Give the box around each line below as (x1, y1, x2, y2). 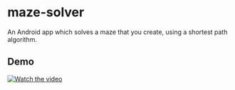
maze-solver (7, 4, 85, 21)
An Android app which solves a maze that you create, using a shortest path (7, 28, 228, 36)
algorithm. (7, 35, 38, 43)
